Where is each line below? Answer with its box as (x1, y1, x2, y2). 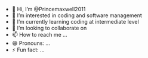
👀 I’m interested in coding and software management (11, 12, 142, 19)
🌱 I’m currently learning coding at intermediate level (11, 18, 139, 25)
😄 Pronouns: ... (11, 40, 51, 47)
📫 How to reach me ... (11, 31, 67, 38)
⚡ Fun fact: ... (11, 46, 45, 53)
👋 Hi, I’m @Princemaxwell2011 (11, 6, 86, 12)
